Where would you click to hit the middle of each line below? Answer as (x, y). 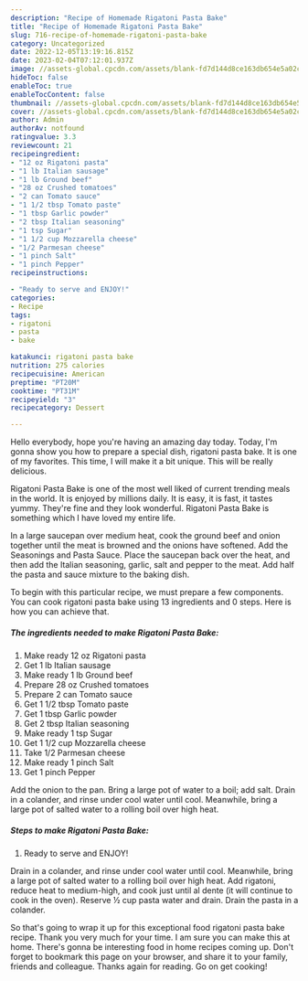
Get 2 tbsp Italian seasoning (76, 724)
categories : (33, 298)
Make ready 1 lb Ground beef (78, 675)
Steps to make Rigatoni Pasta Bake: (80, 830)
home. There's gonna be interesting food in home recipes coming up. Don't (152, 947)
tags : (21, 315)
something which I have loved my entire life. (93, 518)
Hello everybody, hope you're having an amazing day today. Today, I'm (144, 442)
